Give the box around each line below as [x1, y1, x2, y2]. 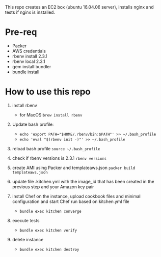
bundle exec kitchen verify [19, 228, 77, 233]
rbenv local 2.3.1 [12, 58, 46, 64]
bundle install [12, 69, 40, 75]
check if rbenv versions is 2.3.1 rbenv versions [12, 155, 107, 161]
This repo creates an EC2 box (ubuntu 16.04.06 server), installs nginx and [5, 4, 154, 10]
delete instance [12, 236, 44, 242]
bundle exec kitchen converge [19, 209, 82, 214]
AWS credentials [12, 48, 46, 54]
